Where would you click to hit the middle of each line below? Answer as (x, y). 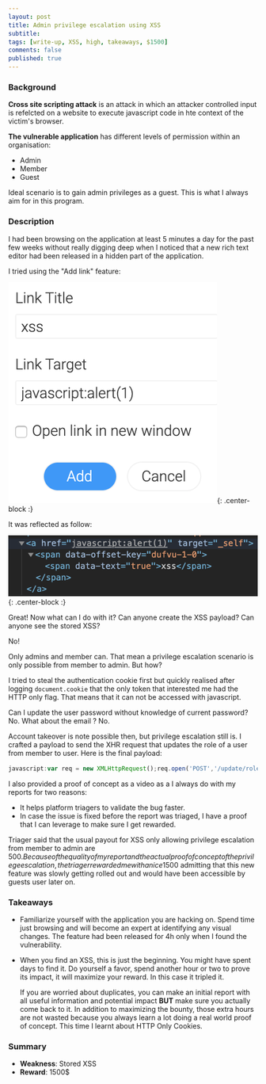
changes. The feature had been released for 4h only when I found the (133, 937)
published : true (35, 59)
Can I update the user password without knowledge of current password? (128, 712)
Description (31, 222)
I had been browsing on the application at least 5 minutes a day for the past (131, 239)
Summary (28, 1046)
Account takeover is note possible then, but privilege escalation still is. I (125, 736)
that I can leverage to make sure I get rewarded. (98, 824)
